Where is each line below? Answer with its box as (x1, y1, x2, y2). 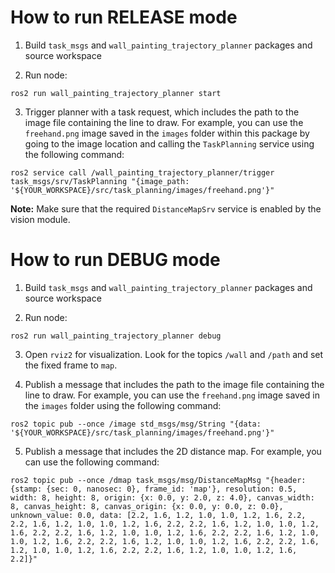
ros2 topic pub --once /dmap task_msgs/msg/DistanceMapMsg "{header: (10, 475, 307, 485)
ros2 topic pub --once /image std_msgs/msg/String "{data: (10, 419, 262, 429)
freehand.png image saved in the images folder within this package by (24, 127, 310, 139)
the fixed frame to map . (24, 359, 118, 371)
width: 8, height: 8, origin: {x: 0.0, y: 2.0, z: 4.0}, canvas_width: (10, 492, 315, 503)
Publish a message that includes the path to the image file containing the (24, 378, 325, 390)
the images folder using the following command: (24, 399, 222, 411)
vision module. (10, 213, 71, 225)
